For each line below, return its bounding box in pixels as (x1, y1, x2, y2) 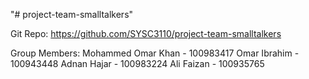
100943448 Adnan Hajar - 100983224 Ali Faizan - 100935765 (10, 58, 265, 69)
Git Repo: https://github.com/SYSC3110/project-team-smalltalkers (10, 28, 282, 39)
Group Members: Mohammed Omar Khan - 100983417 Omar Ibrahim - (10, 47, 300, 59)
